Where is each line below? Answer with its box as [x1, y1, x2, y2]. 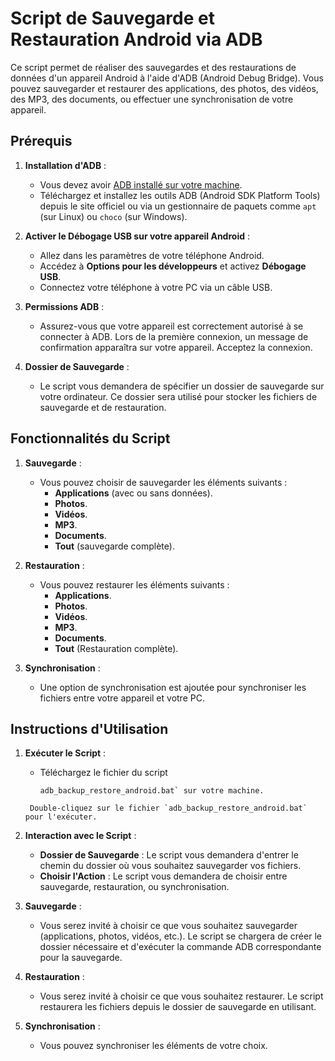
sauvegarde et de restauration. [39, 401, 167, 413]
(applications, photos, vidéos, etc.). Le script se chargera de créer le [39, 930, 322, 942]
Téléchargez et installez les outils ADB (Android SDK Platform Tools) [39, 189, 321, 201]
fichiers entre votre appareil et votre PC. [39, 692, 205, 704]
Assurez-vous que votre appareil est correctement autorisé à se [39, 320, 304, 332]
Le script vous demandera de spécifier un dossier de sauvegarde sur [39, 380, 325, 392]
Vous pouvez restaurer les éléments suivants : [39, 578, 230, 591]
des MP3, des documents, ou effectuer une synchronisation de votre [10, 93, 294, 105]
